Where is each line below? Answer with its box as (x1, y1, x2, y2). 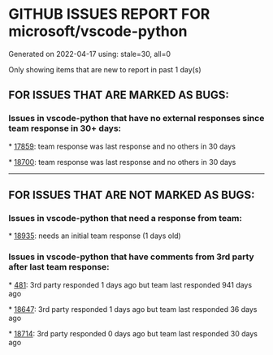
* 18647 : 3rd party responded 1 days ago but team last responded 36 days (8, 304, 258, 314)
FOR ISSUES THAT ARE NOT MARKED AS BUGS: (8, 188, 255, 202)
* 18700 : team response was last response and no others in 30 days (8, 157, 236, 167)
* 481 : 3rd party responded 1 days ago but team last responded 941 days (8, 279, 253, 289)
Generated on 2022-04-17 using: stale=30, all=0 (8, 49, 171, 58)
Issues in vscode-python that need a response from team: (8, 212, 242, 223)
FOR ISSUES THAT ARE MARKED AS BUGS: (8, 89, 230, 102)
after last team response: (8, 262, 110, 273)
